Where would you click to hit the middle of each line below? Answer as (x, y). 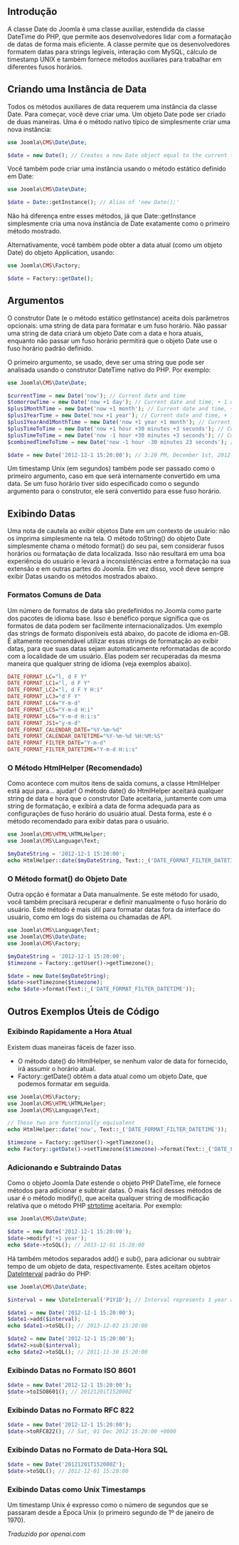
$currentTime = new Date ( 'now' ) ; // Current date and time (97, 395)
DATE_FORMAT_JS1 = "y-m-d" (44, 723)
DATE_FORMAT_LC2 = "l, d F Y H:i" (55, 690)
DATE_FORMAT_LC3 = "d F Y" (44, 696)
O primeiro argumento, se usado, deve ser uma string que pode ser (106, 362)
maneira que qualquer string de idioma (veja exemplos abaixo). (100, 664)
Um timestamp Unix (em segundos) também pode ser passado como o (111, 468)
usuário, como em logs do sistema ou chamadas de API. (90, 917)
